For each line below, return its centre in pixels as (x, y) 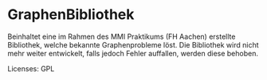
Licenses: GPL (31, 68)
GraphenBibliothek (71, 15)
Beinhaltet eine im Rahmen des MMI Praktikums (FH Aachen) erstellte (122, 36)
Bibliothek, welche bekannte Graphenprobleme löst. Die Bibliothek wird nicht (133, 44)
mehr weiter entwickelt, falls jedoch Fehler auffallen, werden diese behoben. (133, 53)
